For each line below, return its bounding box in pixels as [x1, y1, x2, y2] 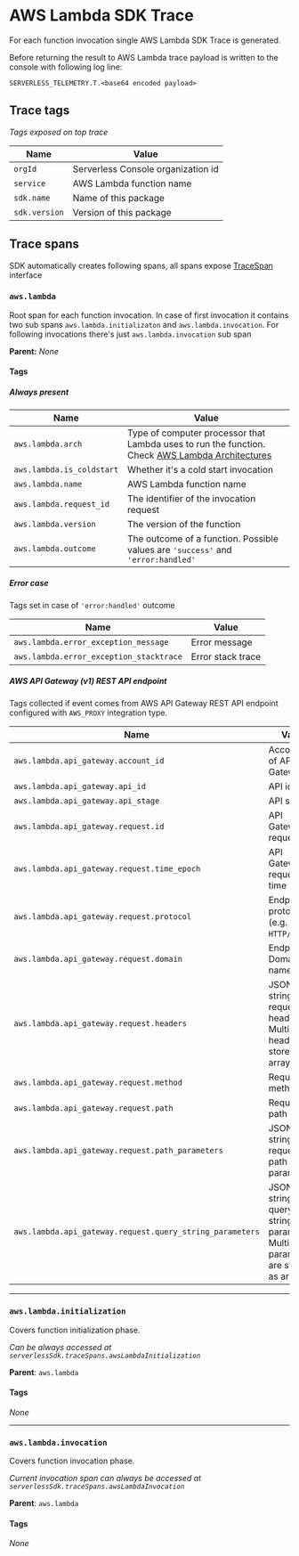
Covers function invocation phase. [9, 1455, 135, 1466]
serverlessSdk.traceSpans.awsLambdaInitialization [9, 1351, 201, 1360]
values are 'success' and [127, 544, 233, 557]
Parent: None [9, 346, 60, 356]
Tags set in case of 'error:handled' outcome [9, 600, 175, 611]
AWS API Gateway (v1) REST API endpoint [9, 675, 167, 686]
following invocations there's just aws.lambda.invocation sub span [9, 329, 252, 339]
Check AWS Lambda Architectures [127, 449, 272, 461]
